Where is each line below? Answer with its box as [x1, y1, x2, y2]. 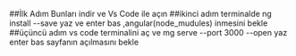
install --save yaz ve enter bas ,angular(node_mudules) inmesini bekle [9, 18, 268, 28]
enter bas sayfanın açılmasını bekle [9, 36, 140, 47]
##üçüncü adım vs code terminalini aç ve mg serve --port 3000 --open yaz [9, 28, 288, 37]
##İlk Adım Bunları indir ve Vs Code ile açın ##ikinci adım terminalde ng [9, 9, 273, 19]
